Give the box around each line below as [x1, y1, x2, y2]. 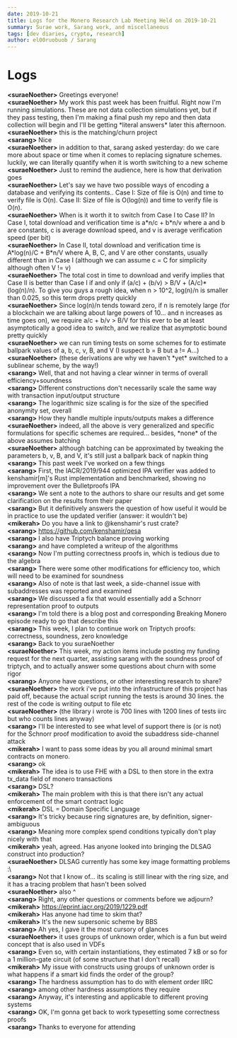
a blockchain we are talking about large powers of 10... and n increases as [7, 308, 223, 317]
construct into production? [7, 850, 85, 858]
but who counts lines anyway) [7, 715, 95, 723]
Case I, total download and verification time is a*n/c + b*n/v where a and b [7, 219, 226, 227]
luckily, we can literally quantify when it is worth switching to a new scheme [7, 158, 229, 167]
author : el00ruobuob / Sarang [7, 37, 97, 44]
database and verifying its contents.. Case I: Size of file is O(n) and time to [7, 188, 224, 197]
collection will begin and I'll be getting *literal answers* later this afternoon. [7, 121, 226, 129]
